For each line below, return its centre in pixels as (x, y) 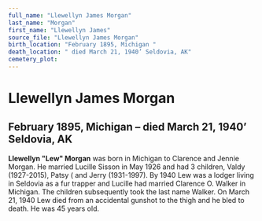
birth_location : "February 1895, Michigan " (82, 45)
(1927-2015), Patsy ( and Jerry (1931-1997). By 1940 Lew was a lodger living (131, 175)
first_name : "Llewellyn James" (59, 30)
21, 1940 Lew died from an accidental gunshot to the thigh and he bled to (127, 200)
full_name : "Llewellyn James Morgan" (70, 15)
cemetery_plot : (33, 60)
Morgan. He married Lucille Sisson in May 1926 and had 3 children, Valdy (127, 167)
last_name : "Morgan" (42, 23)
